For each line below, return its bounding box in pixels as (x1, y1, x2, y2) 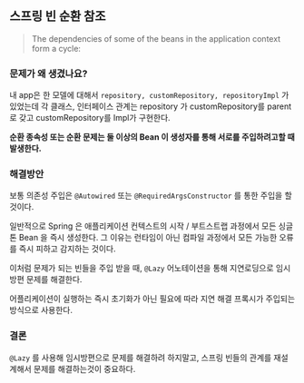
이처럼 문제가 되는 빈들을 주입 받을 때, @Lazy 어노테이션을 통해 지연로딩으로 (9, 262, 274, 274)
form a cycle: (31, 43, 82, 54)
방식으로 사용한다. (9, 305, 74, 316)
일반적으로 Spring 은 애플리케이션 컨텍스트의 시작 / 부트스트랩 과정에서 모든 (9, 221, 277, 231)
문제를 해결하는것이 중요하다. (33, 363, 136, 374)
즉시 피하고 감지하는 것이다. (18, 243, 116, 254)
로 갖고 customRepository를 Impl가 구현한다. (9, 113, 171, 123)
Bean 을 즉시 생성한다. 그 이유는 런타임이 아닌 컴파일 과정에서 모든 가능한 (18, 232, 278, 243)
